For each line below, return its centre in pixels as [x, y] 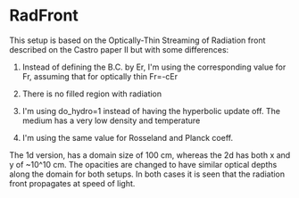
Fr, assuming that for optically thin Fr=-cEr [100, 76]
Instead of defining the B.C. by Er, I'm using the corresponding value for [154, 67]
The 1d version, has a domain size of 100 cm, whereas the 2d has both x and [150, 155]
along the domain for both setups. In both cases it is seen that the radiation [147, 174]
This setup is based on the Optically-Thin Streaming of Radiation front [137, 40]
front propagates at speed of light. [72, 183]
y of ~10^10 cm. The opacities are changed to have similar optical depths [143, 164]
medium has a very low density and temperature [111, 120]
